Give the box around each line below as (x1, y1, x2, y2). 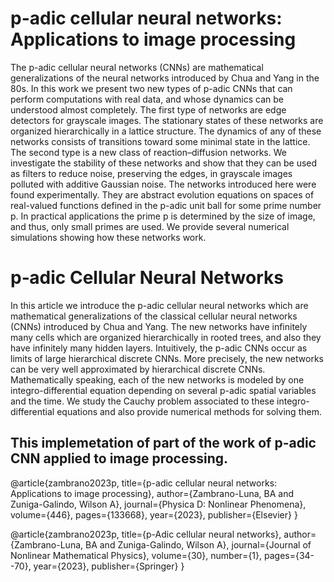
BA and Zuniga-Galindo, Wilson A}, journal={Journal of (85, 538, 312, 551)
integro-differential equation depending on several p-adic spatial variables (10, 384, 317, 396)
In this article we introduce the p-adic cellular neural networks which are (10, 299, 309, 311)
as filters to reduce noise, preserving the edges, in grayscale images (10, 167, 293, 179)
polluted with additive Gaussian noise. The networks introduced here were (10, 178, 317, 190)
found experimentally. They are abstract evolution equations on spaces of (10, 188, 315, 201)
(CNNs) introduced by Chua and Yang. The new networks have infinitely (10, 320, 308, 332)
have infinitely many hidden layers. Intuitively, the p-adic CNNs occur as (10, 342, 308, 354)
